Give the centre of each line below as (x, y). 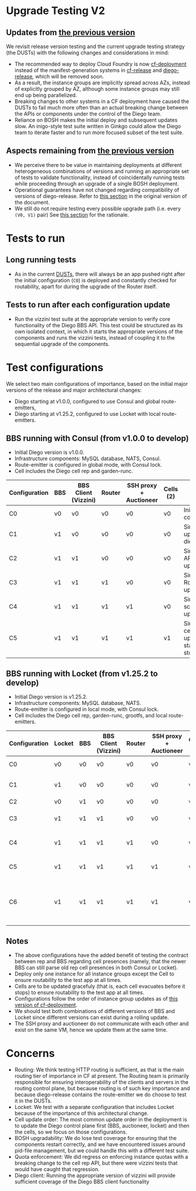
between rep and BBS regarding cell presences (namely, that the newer (100, 961)
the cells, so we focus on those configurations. (71, 1132)
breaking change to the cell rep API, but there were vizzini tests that (96, 1163)
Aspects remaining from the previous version (90, 151)
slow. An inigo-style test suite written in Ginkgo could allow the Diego (98, 126)
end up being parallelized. (46, 95)
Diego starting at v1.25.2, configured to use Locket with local (87, 413)
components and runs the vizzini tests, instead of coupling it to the (94, 337)
